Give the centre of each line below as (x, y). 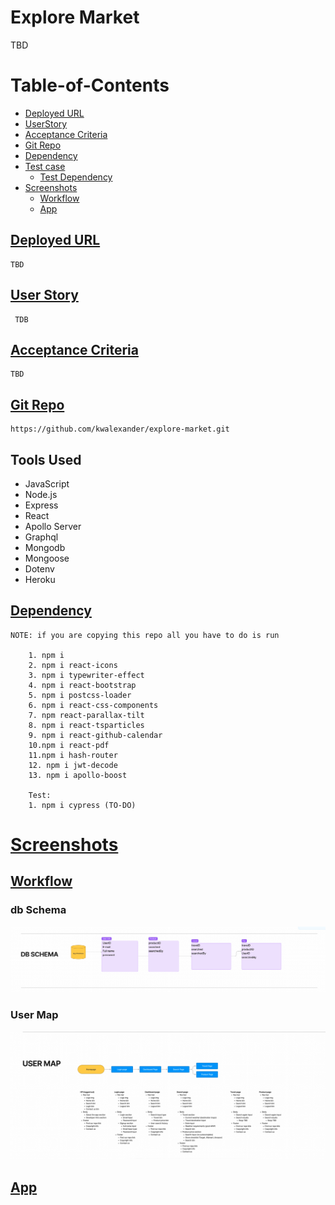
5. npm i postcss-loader (80, 695)
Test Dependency (76, 177)
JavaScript (47, 483)
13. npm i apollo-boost (78, 775)
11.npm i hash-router (73, 755)
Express (41, 505)
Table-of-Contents (90, 85)
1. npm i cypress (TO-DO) (82, 805)
